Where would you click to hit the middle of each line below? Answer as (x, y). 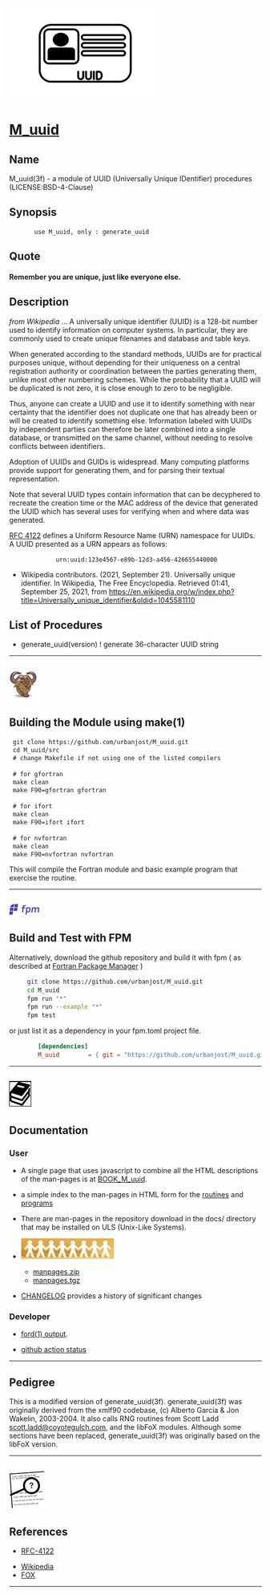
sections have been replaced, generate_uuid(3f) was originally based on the (135, 1436)
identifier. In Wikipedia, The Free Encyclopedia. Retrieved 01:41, (125, 583)
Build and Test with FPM (71, 938)
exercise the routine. (43, 877)
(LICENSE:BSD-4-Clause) (51, 187)
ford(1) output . (44, 1334)
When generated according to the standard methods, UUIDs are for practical (135, 354)
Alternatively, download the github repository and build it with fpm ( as (125, 957)
